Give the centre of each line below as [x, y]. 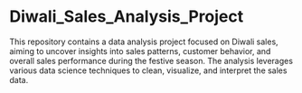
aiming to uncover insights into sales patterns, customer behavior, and [140, 51]
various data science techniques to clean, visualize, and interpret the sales [148, 70]
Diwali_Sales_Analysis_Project [127, 17]
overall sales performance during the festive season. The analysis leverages [151, 60]
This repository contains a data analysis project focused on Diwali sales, [144, 42]
